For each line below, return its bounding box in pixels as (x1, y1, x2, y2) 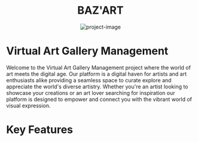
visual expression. (6, 102, 51, 109)
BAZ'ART (77, 4, 124, 17)
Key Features (6, 123, 74, 137)
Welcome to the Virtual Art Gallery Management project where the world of (6, 64, 191, 71)
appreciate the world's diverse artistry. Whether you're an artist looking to (6, 83, 188, 90)
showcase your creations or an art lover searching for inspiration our (6, 89, 175, 96)
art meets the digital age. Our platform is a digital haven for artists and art (6, 70, 187, 78)
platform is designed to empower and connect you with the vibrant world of (6, 95, 193, 103)
